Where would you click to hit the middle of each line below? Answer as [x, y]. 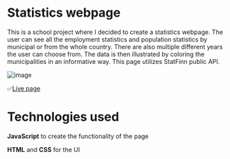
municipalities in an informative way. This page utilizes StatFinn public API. [114, 61]
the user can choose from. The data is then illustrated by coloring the [106, 54]
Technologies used [63, 117]
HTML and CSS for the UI [44, 149]
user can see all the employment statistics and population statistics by [107, 39]
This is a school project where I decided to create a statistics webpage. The [115, 32]
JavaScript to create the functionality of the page [78, 136]
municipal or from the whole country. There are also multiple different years [115, 47]
